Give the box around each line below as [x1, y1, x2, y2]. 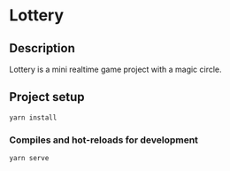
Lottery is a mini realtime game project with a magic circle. [9, 64, 223, 74]
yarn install [9, 113, 57, 122]
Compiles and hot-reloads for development [9, 134, 199, 146]
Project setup [9, 89, 86, 105]
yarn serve [9, 154, 50, 163]
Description [9, 41, 75, 56]
